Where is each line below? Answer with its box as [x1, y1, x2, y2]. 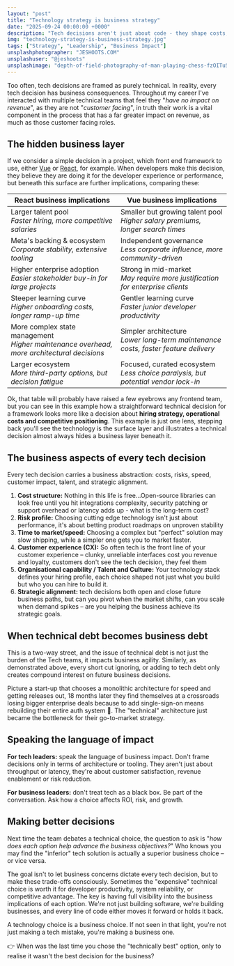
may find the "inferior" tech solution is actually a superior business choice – [7, 849, 224, 857]
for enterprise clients [120, 282, 189, 292]
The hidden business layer [7, 139, 125, 150]
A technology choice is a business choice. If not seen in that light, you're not [7, 920, 226, 928]
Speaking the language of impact [7, 734, 155, 746]
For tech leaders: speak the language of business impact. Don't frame [7, 752, 210, 761]
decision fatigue [10, 377, 64, 387]
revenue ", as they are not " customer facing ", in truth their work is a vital [7, 103, 212, 111]
